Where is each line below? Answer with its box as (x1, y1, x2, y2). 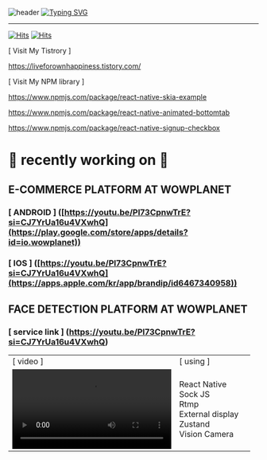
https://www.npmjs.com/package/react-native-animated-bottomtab (8, 108, 230, 117)
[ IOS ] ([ (8, 258, 41, 269)
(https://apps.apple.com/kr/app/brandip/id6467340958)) (8, 277, 238, 289)
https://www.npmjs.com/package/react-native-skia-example (8, 92, 207, 101)
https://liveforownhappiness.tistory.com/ (8, 61, 141, 71)
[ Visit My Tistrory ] (8, 46, 72, 55)
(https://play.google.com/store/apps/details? (8, 226, 188, 238)
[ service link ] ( (8, 326, 70, 337)
